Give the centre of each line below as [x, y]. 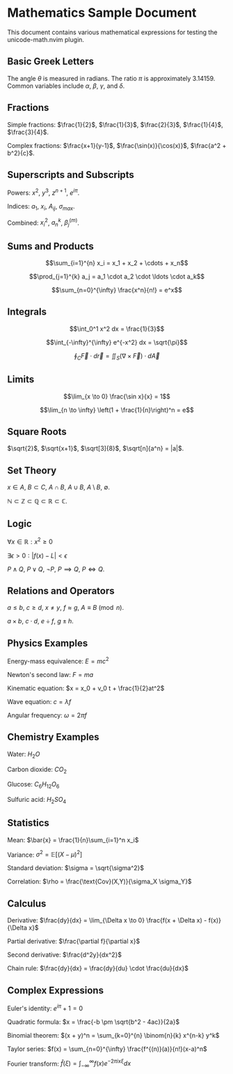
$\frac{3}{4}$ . [28, 132]
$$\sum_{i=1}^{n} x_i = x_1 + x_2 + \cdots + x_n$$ [117, 263]
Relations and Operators [61, 591]
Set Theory [32, 470]
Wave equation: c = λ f [39, 701]
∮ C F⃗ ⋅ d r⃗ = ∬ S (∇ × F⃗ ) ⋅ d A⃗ [117, 356]
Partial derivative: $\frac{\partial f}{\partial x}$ [74, 941]
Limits [21, 379]
